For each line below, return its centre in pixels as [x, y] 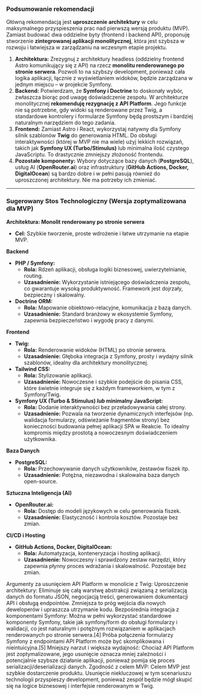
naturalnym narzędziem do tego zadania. [65, 123]
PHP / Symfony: [35, 263]
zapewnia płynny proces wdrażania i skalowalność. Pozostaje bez [105, 566]
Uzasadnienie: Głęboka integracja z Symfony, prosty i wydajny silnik [108, 356]
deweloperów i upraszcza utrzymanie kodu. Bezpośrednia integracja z [93, 609]
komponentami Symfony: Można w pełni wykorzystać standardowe [89, 615]
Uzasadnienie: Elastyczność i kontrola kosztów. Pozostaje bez [101, 517]
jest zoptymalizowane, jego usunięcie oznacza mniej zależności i [86, 654]
